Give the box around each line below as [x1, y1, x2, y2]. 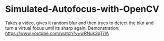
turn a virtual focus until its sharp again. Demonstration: [5, 25, 120, 31]
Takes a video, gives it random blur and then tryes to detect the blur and [5, 20, 154, 26]
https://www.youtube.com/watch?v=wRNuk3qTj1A [5, 30, 109, 36]
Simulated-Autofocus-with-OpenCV [5, 3, 159, 15]
